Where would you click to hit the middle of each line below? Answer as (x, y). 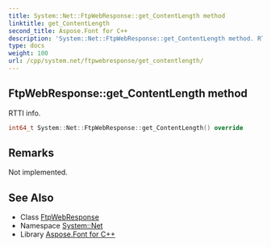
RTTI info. (25, 113)
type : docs (27, 46)
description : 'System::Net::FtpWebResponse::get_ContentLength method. (131, 38)
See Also (31, 197)
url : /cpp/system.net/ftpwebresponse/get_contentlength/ (106, 61)
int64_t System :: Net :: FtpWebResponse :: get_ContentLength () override (126, 128)
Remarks (31, 153)
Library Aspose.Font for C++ (67, 234)
